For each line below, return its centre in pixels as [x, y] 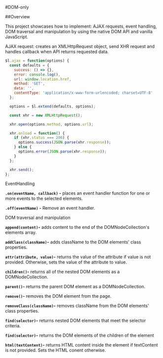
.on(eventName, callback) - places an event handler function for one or [78, 193]
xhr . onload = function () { [37, 133]
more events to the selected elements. [44, 199]
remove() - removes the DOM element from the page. [58, 296]
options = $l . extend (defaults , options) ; [53, 106]
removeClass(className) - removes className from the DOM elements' [77, 306]
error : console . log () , [37, 74]
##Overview [18, 17]
